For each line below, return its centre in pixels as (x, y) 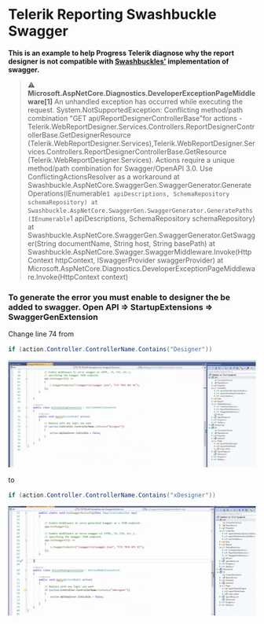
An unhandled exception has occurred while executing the (149, 101)
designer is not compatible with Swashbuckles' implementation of (119, 61)
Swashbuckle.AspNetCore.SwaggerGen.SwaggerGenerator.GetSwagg (141, 235)
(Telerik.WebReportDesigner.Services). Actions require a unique (131, 160)
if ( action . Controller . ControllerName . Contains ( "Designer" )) (110, 350)
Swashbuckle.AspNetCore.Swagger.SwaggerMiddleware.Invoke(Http (139, 251)
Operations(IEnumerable (67, 193)
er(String (42, 243)
